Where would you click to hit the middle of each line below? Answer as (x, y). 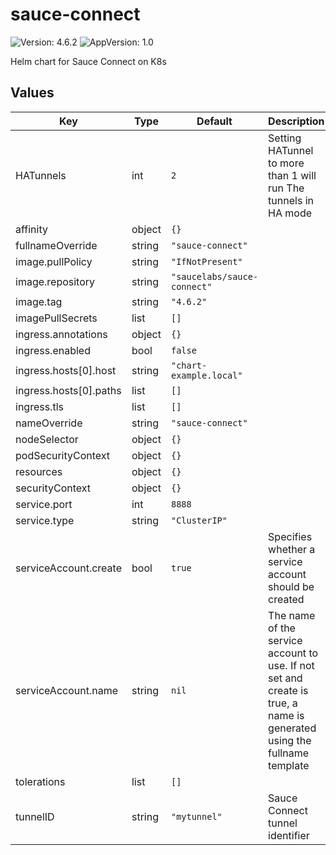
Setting (285, 138)
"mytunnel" (196, 816)
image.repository (55, 281)
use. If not (291, 665)
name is (286, 715)
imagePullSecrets (56, 318)
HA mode (290, 213)
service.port (44, 504)
